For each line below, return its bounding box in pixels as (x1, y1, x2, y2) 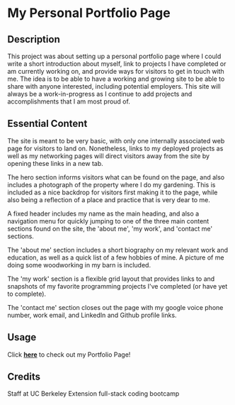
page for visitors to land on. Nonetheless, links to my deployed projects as (7, 144, 224, 152)
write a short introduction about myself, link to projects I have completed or (7, 60, 227, 68)
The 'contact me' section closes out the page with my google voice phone (7, 303, 224, 311)
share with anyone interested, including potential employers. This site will (7, 82, 221, 90)
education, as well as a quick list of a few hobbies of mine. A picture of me (7, 253, 224, 262)
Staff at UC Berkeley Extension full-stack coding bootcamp (7, 389, 180, 398)
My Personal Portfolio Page (7, 5, 171, 21)
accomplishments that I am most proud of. (7, 97, 131, 106)
